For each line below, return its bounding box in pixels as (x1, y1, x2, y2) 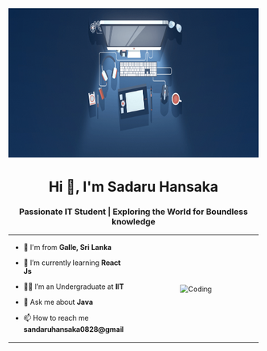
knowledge (111, 216, 156, 228)
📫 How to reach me (23, 314, 89, 323)
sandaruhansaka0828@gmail (23, 325, 125, 334)
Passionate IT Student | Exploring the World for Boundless (18, 206, 249, 217)
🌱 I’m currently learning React (23, 258, 122, 267)
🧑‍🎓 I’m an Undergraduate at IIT (23, 282, 125, 291)
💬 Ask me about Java (23, 298, 94, 307)
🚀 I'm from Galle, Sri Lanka (23, 243, 112, 252)
